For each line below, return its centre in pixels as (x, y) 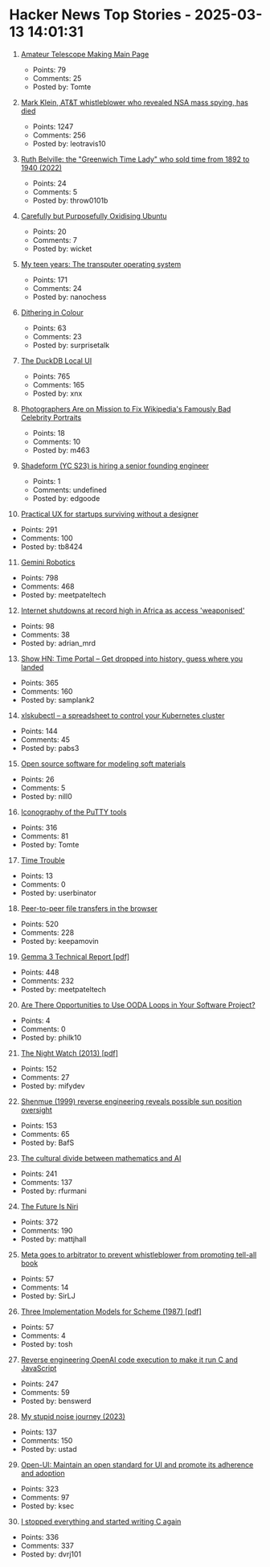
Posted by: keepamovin (59, 941)
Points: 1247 (53, 126)
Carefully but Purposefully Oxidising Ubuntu (94, 215)
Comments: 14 (45, 1287)
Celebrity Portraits (51, 417)
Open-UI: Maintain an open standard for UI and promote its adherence (137, 1464)
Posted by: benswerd (56, 1401)
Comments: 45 (45, 739)
